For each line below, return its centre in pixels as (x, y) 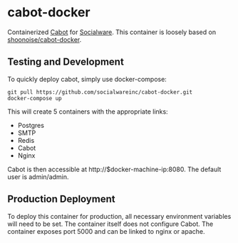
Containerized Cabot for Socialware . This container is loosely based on (112, 32)
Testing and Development (66, 62)
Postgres (31, 125)
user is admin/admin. (38, 177)
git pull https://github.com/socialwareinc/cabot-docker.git (100, 92)
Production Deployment (61, 199)
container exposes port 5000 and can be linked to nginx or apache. (106, 231)
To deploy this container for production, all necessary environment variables (119, 216)
